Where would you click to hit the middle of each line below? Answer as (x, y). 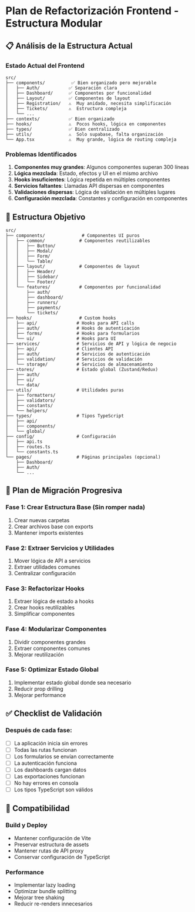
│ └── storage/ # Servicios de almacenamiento (79, 364)
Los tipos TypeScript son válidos (53, 790)
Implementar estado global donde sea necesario (73, 682)
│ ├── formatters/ (31, 395)
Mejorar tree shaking (39, 898)
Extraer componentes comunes (52, 648)
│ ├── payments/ (33, 307)
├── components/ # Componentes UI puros (73, 236)
